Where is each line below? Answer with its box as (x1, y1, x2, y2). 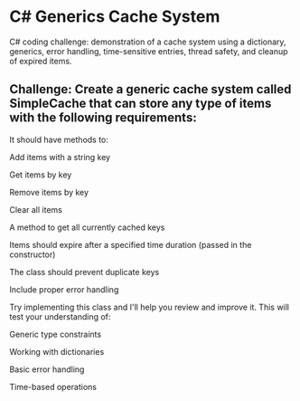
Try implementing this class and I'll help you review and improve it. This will (9, 301, 290, 312)
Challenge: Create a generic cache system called (9, 81, 292, 97)
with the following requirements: (9, 110, 197, 126)
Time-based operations (9, 381, 98, 392)
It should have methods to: (9, 134, 108, 145)
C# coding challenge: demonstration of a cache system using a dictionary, (9, 36, 286, 47)
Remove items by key (9, 186, 89, 197)
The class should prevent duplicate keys (9, 266, 160, 277)
